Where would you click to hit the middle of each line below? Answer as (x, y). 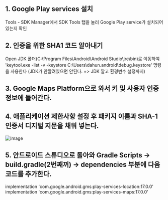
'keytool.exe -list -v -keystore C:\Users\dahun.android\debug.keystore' (79, 65)
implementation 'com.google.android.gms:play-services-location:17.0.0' (79, 186)
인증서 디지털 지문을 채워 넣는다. (52, 126)
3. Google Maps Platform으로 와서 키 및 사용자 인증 (82, 88)
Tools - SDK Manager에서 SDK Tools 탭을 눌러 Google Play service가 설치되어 (84, 22)
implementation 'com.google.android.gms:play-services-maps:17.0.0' (77, 191)
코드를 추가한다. (28, 174)
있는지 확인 (16, 28)
